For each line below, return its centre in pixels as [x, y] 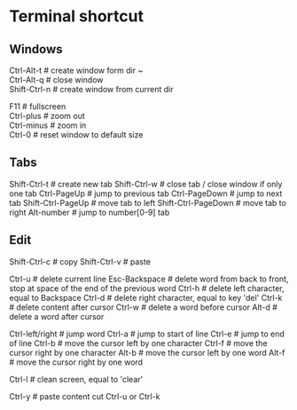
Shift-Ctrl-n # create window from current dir [92, 89]
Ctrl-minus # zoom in [48, 125]
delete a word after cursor [57, 316]
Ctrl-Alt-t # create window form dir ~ [76, 70]
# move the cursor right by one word [76, 362]
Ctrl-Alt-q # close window [56, 80]
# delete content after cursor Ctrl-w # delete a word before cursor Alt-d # [143, 307]
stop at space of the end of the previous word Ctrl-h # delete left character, [147, 288]
